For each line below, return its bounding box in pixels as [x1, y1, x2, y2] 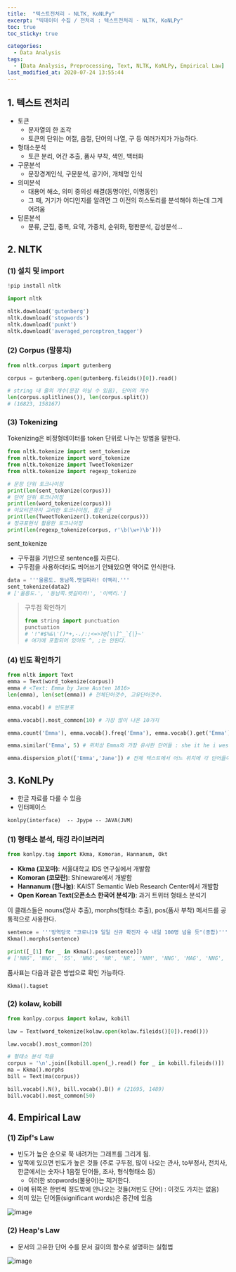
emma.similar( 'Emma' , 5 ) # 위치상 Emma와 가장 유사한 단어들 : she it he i [7, 742, 216, 750]
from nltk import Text [7, 671, 74, 679]
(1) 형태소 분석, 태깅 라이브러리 [7, 834, 105, 844]
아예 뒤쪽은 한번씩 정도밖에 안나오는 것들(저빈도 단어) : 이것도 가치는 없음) [17, 1185, 219, 1194]
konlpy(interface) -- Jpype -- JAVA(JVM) [7, 817, 133, 824]
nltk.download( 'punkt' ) [7, 321, 77, 328]
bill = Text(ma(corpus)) [7, 1073, 80, 1080]
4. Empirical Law [7, 1112, 81, 1124]
